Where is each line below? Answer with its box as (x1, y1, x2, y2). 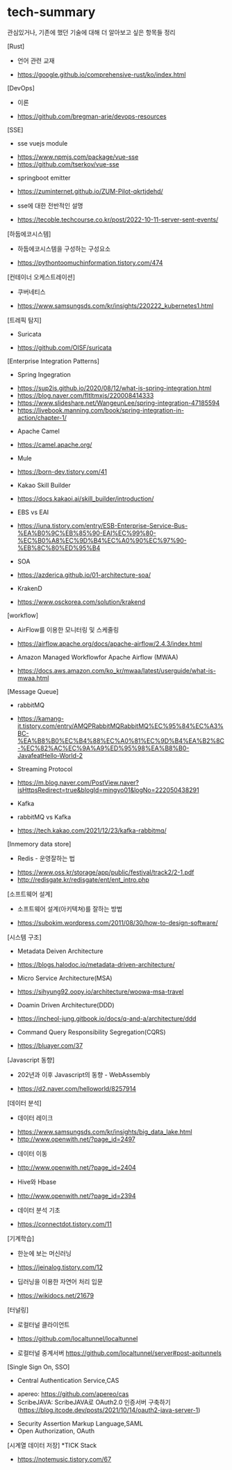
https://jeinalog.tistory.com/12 (17, 1262, 103, 1271)
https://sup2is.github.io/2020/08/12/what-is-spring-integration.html (17, 384, 212, 392)
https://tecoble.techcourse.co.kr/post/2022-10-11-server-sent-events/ (17, 215, 219, 224)
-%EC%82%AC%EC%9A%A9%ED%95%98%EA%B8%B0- (17, 743, 190, 752)
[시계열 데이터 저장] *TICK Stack (7, 1441, 97, 1449)
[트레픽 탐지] (7, 316, 42, 324)
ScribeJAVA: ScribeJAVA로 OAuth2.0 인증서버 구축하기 (17, 1398, 172, 1406)
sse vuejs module (17, 139, 68, 147)
